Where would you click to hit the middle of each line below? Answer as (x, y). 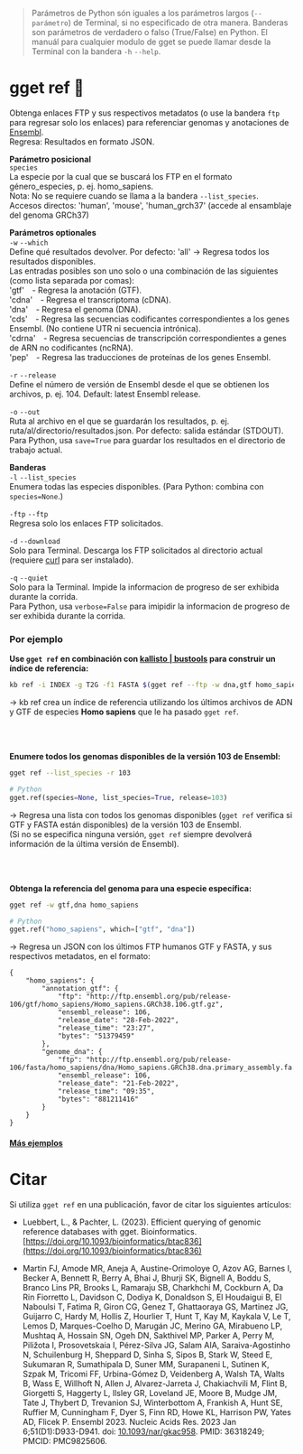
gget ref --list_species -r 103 (70, 773)
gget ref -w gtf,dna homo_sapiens (74, 905)
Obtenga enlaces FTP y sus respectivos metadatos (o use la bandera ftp (145, 113)
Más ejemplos (36, 1142)
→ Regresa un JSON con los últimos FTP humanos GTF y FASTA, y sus (141, 946)
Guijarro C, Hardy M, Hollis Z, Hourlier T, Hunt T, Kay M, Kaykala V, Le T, (156, 1316)
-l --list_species (43, 478)
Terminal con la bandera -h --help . (96, 51)
